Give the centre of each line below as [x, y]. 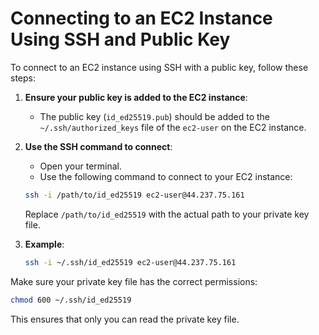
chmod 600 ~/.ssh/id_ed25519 [71, 300]
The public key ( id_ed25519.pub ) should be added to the [154, 116]
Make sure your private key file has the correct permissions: [134, 281]
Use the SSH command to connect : [98, 146]
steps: [23, 78]
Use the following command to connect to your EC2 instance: [166, 176]
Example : [44, 244]
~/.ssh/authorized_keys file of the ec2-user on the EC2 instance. [173, 127]
